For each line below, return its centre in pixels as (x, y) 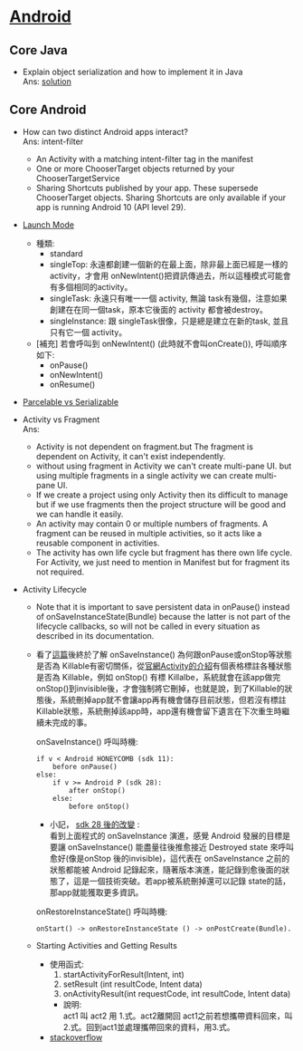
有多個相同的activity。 (91, 286)
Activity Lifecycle (55, 589)
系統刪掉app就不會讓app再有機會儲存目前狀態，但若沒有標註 (173, 699)
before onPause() (85, 767)
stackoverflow (76, 1037)
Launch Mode (48, 225)
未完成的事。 (68, 722)
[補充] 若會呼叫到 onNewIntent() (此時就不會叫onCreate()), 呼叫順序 (161, 343)
